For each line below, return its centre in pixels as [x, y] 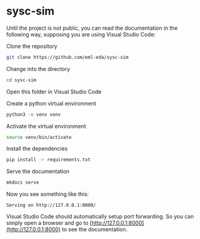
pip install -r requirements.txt [48, 160]
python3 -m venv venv [34, 114]
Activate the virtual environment [46, 126]
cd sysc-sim [21, 80]
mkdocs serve [23, 183]
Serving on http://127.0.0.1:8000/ [51, 205]
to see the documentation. [95, 229]
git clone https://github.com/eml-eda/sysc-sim [68, 57]
